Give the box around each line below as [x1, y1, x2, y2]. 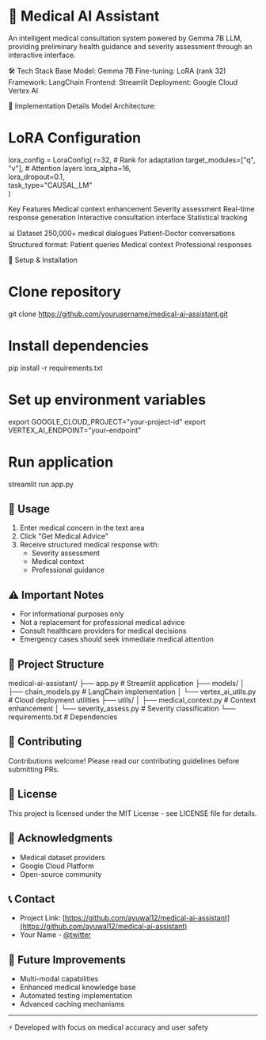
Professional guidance [31, 566, 105, 575]
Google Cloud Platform [19, 861, 95, 870]
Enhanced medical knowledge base [19, 982, 136, 992]
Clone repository [8, 283, 121, 301]
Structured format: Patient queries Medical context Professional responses [8, 239, 252, 249]
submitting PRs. [8, 764, 59, 774]
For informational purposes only [19, 609, 124, 619]
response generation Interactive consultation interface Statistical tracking [8, 212, 248, 222]
